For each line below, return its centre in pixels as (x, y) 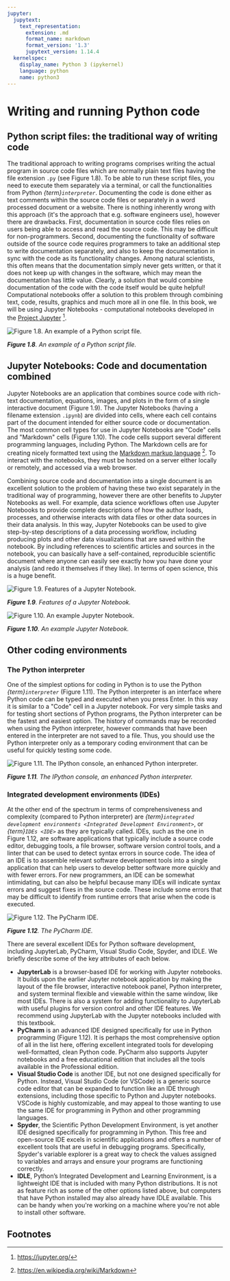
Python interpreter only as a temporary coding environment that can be (107, 743)
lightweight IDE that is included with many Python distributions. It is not (117, 1184)
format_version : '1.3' (57, 45)
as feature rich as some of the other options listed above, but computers (119, 1190)
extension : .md (47, 33)
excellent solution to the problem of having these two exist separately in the (114, 488)
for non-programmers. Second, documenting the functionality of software (111, 237)
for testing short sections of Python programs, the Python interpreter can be (115, 714)
